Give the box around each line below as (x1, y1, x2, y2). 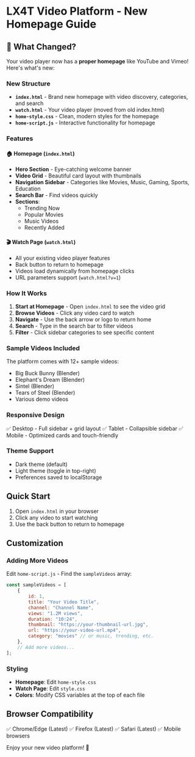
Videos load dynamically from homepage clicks (15, 267, 135, 274)
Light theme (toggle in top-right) (15, 467, 96, 474)
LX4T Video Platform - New (6, 4, 148, 18)
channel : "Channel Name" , (28, 605, 94, 611)
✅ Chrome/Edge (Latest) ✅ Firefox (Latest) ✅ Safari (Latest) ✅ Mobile (6, 725, 181, 733)
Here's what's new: (6, 64, 55, 71)
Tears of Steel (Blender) (15, 389, 76, 396)
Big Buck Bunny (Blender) (15, 370, 80, 377)
